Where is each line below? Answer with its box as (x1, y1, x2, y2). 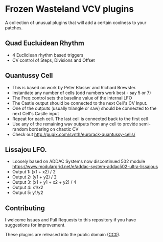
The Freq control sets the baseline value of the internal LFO (12, 95, 132, 101)
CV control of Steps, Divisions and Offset (12, 57, 95, 63)
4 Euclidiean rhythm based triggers (12, 52, 84, 58)
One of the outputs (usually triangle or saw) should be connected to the (12, 105, 157, 111)
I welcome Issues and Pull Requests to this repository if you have (5, 217, 136, 223)
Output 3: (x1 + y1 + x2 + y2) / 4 (12, 179, 77, 185)
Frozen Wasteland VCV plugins (5, 3, 134, 15)
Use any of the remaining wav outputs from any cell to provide (12, 121, 138, 127)
